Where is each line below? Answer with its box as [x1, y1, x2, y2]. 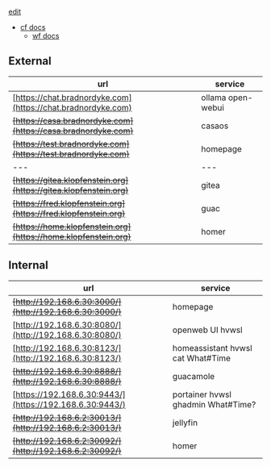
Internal [8, 258, 48, 273]
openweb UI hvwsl [172, 324, 244, 336]
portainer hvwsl [172, 389, 232, 400]
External [8, 54, 52, 68]
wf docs [31, 31, 60, 40]
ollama [201, 92, 227, 103]
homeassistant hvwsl [172, 342, 252, 353]
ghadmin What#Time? [172, 398, 256, 410]
